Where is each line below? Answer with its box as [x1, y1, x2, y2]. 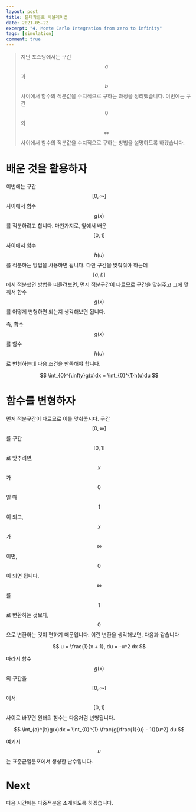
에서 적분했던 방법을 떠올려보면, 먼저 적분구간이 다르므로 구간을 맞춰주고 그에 [6, 281, 183, 288]
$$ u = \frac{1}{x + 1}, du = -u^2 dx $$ [52, 642, 146, 650]
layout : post [6, 8, 38, 15]
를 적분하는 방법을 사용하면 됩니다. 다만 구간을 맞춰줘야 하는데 [6, 261, 148, 268]
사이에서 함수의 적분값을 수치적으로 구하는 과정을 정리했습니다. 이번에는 [20, 92, 185, 100]
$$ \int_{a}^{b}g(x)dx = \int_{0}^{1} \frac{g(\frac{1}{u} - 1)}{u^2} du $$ [14, 725, 185, 733]
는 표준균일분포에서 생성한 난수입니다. [6, 757, 93, 765]
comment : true [6, 36, 41, 42]
